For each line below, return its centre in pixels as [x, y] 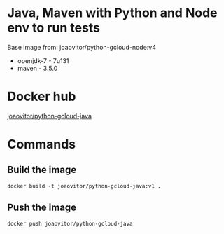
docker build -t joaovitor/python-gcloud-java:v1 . [84, 186]
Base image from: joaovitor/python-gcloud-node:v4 [82, 47]
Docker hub [42, 97]
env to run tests [54, 28]
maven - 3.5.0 [37, 68]
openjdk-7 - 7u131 [43, 60]
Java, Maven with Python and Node [112, 13]
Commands [42, 144]
